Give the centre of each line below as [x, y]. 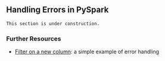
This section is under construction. [53, 23]
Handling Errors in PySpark [57, 10]
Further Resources [34, 38]
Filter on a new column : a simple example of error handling [87, 52]
